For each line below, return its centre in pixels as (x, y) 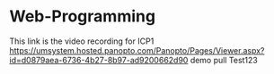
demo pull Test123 (224, 60)
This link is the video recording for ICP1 (82, 41)
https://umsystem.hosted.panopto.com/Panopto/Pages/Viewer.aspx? (137, 50)
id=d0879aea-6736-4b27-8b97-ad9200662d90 (99, 60)
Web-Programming (82, 16)
